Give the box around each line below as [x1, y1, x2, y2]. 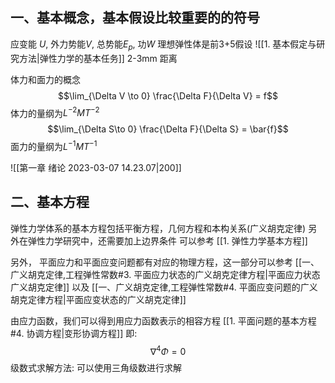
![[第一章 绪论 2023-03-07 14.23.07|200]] [10, 161, 182, 173]
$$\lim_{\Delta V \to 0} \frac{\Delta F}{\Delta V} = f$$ [58, 89, 278, 102]
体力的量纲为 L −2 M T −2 [10, 105, 100, 119]
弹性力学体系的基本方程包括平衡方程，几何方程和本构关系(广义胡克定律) [10, 222, 307, 234]
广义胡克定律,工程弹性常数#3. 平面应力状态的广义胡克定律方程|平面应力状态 [10, 268, 321, 280]
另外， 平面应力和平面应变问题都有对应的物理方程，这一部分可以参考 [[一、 [10, 256, 320, 268]
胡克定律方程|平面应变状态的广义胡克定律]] [10, 293, 187, 305]
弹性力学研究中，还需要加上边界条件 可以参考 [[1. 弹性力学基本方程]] [27, 234, 308, 247]
